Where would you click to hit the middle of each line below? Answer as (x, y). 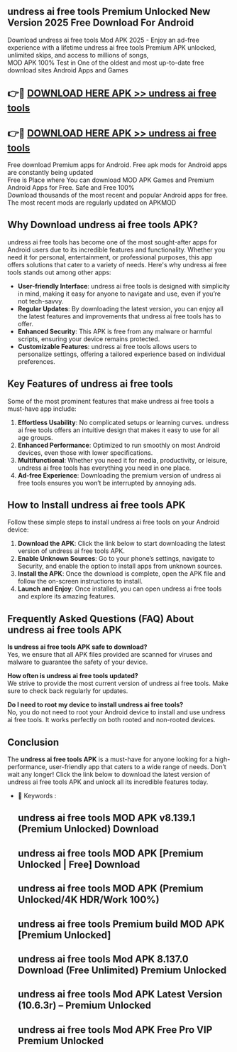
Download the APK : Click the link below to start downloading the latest (121, 544)
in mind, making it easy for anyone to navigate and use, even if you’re (119, 294)
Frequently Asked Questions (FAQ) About (100, 619)
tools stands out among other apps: (59, 272)
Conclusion (33, 742)
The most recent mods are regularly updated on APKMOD (92, 203)
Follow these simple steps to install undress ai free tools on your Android (114, 522)
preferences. (36, 361)
